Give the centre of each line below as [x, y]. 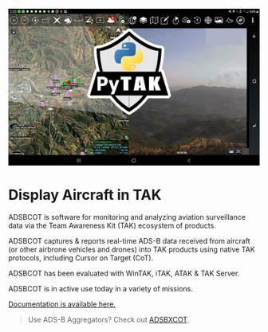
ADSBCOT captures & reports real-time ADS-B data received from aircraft [129, 240]
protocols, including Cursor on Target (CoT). [81, 258]
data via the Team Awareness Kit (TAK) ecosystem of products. [112, 225]
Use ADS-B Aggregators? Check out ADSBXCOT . [108, 319]
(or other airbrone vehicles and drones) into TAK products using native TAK [132, 249]
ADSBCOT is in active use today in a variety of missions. [100, 288]
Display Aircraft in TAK [85, 195]
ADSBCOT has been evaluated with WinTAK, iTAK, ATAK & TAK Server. [124, 273]
